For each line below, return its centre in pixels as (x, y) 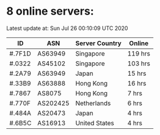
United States (95, 123)
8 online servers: (50, 11)
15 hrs (137, 73)
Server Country (99, 43)
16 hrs (137, 83)
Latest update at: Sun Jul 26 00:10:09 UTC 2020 (67, 28)
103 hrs (139, 64)
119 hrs (139, 53)
